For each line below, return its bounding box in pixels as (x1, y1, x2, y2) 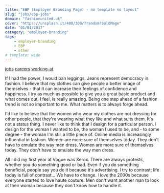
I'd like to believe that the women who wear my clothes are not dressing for (5, 111, 157, 117)
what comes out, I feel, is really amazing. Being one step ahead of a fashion (5, 96, 158, 102)
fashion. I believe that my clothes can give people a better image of (5, 81, 141, 86)
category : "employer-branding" (5, 30, 69, 35)
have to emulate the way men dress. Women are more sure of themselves (5, 142, 154, 148)
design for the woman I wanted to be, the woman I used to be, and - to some (5, 127, 160, 132)
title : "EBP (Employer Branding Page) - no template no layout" (5, 7, 139, 12)
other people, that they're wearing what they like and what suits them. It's (5, 116, 153, 122)
